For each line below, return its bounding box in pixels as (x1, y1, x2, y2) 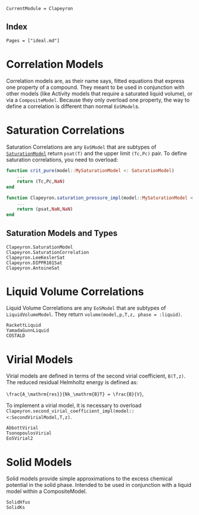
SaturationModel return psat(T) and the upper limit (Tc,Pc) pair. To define (6, 149, 187, 157)
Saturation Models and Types (6, 228, 118, 238)
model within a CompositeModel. (6, 488, 88, 495)
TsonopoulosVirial (6, 430, 52, 436)
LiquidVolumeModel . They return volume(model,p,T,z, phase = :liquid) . (6, 311, 183, 318)
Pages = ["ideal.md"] (6, 38, 60, 44)
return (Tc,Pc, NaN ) (17, 179, 66, 185)
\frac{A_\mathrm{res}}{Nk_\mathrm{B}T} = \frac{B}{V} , (6, 390, 144, 397)
